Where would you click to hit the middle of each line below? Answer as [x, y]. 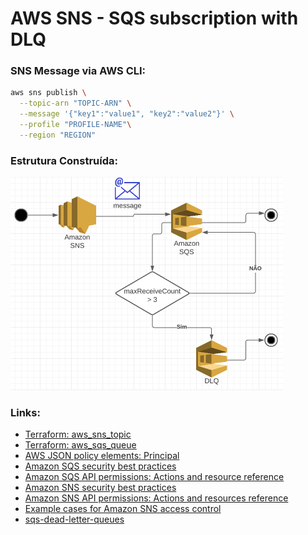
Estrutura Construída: [64, 160]
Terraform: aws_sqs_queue [80, 445]
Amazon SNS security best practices [100, 488]
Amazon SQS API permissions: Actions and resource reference [154, 477]
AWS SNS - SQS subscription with [154, 18]
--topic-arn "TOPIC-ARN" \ [75, 103]
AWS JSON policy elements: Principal [102, 456]
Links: [25, 413]
